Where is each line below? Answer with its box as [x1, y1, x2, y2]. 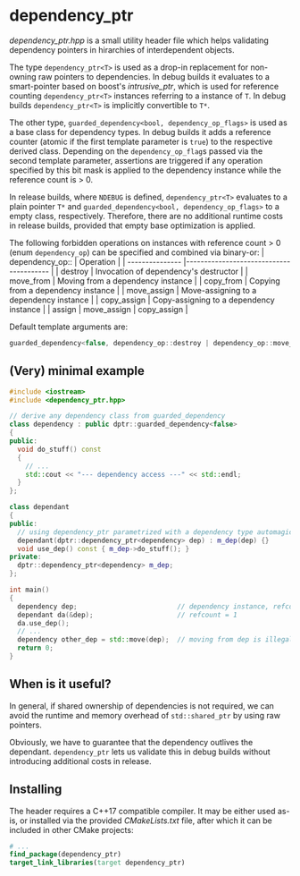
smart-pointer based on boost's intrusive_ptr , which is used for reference [9, 81, 279, 91]
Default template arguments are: [9, 321, 129, 332]
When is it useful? [9, 676, 112, 692]
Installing [9, 782, 62, 797]
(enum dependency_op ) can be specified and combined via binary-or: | [9, 247, 265, 258]
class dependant [9, 503, 70, 512]
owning [9, 71, 37, 81]
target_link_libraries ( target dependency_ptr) [9, 858, 186, 868]
